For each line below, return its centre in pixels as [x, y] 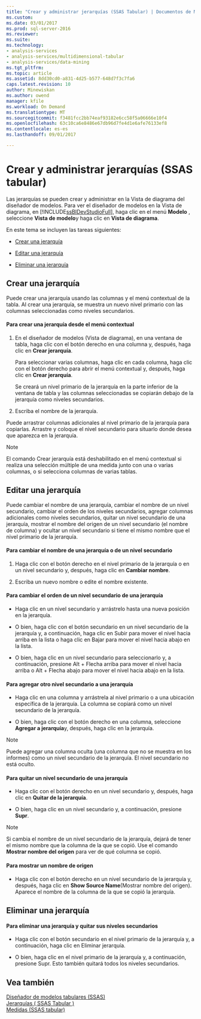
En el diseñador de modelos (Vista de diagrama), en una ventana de [98, 337]
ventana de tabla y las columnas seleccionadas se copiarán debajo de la [104, 393]
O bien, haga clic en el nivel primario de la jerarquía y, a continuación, [100, 957]
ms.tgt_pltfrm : [25, 68]
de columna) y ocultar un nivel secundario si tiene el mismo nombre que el [98, 530]
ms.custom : [20, 17]
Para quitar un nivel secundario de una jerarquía [67, 778]
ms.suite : [19, 40]
